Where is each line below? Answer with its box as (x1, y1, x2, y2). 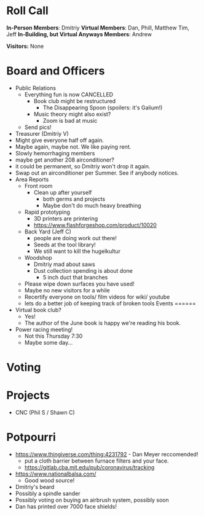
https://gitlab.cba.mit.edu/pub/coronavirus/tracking (24, 463, 155, 471)
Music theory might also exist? (33, 110, 111, 117)
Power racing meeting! (15, 326, 73, 333)
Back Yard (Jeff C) (24, 228, 72, 235)
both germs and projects (42, 195, 106, 203)
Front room (24, 182, 53, 189)
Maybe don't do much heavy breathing (42, 201, 141, 209)
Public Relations (15, 84, 57, 92)
